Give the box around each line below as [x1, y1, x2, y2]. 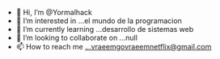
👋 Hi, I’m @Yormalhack [15, 8, 93, 17]
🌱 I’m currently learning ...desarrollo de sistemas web [15, 25, 194, 33]
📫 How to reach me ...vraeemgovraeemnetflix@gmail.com [15, 42, 212, 51]
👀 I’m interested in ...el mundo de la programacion [15, 16, 182, 26]
